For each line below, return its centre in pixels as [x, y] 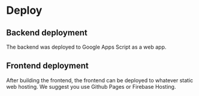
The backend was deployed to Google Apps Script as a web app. [86, 47]
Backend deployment [47, 33]
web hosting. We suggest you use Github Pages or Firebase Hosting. [91, 86]
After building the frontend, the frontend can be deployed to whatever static [100, 80]
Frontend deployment [47, 66]
